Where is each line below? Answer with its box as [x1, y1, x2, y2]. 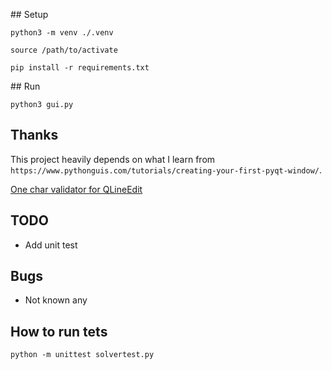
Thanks [10, 127, 59, 144]
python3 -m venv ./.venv [10, 28, 114, 38]
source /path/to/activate [10, 45, 118, 55]
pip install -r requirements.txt [10, 63, 150, 73]
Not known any [24, 294, 88, 306]
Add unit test [24, 239, 78, 251]
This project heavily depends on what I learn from [10, 153, 216, 165]
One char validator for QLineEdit [10, 183, 143, 195]
